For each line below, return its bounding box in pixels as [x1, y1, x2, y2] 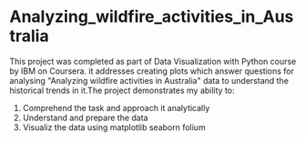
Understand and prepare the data [22, 112, 148, 123]
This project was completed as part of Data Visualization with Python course [9, 56, 297, 66]
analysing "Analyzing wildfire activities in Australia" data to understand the [9, 75, 290, 86]
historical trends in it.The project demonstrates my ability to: [9, 85, 235, 96]
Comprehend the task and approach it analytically [22, 102, 210, 113]
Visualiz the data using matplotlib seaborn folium [22, 121, 207, 133]
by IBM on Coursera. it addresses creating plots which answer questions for [9, 66, 294, 76]
